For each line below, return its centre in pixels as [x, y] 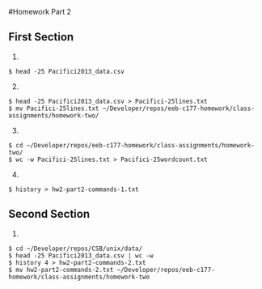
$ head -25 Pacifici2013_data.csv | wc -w [81, 255]
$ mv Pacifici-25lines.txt [54, 108]
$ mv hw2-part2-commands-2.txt [61, 270]
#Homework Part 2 [40, 12]
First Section [41, 37]
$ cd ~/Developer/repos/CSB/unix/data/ [76, 249]
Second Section [49, 214]
